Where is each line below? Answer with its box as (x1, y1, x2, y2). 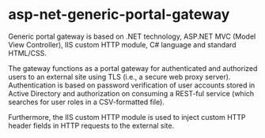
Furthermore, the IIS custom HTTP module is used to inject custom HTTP (8, 112, 247, 121)
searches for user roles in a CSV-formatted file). (8, 97, 165, 106)
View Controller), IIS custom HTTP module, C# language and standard (8, 39, 237, 49)
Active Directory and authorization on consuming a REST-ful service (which (8, 88, 255, 98)
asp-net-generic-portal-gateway (8, 6, 230, 24)
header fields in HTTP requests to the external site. (8, 121, 175, 130)
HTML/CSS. (8, 48, 47, 58)
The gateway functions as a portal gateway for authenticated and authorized (8, 63, 258, 73)
